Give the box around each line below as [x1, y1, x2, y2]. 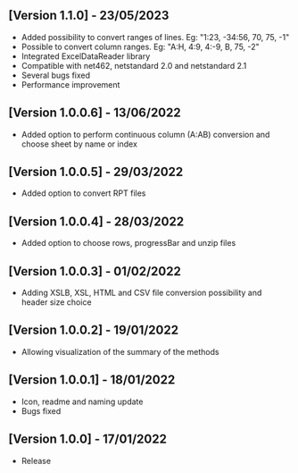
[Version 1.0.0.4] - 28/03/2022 [8, 214, 185, 229]
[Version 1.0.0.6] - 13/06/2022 [8, 106, 181, 121]
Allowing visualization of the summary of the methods [21, 346, 219, 357]
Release [21, 455, 51, 466]
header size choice [21, 297, 92, 308]
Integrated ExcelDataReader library [21, 50, 151, 62]
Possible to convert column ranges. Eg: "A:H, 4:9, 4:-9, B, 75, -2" [21, 41, 260, 52]
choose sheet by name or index [21, 139, 137, 149]
